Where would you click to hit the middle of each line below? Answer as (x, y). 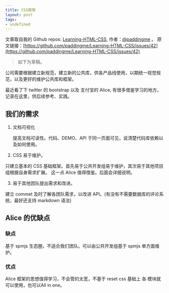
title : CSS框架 (21, 10)
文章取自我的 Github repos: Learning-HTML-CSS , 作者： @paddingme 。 (81, 39)
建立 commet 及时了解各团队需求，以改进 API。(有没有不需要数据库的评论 (82, 194)
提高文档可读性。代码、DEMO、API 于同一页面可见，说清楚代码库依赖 (86, 138)
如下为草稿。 (31, 62)
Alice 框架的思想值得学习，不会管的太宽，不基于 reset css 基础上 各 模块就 (83, 279)
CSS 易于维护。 (29, 155)
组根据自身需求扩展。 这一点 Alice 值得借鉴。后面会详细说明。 (70, 172)
